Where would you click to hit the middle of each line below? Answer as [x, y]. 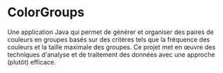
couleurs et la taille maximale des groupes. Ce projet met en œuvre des [111, 47]
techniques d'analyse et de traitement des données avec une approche [111, 55]
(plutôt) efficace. [32, 62]
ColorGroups [46, 12]
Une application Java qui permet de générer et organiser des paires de [111, 32]
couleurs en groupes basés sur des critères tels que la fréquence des [109, 39]
